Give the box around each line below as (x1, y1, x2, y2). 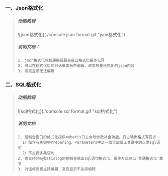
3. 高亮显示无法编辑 (17, 68, 55, 73)
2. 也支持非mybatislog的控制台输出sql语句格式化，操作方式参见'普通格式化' (17, 156, 159, 161)
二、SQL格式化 (5, 81, 42, 88)
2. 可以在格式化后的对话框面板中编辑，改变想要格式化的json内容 (17, 63, 135, 68)
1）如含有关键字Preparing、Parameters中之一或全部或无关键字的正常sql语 (22, 140, 160, 145)
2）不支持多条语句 (22, 150, 55, 155)
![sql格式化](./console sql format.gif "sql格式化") (17, 108, 118, 114)
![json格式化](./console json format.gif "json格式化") (17, 31, 126, 37)
